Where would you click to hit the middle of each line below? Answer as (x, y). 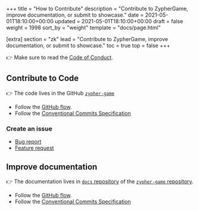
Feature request (34, 148)
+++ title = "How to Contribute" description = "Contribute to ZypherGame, (97, 9)
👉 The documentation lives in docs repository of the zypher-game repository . (100, 181)
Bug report (28, 142)
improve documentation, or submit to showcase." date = (75, 15)
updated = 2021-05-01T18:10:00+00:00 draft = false (119, 21)
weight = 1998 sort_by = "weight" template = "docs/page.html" (83, 27)
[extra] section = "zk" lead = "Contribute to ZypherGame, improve (87, 39)
